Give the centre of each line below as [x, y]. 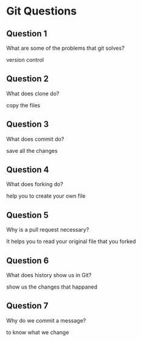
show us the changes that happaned [52, 287]
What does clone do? [33, 93]
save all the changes [32, 150]
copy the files [23, 105]
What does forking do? [35, 184]
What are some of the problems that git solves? [66, 48]
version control [25, 60]
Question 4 [28, 170]
